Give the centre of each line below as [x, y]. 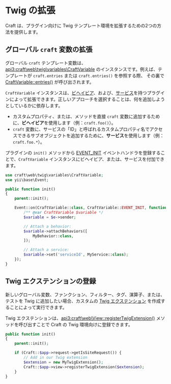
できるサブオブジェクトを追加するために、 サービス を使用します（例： [91, 135]
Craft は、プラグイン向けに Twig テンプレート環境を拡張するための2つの [81, 25]
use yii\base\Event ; [27, 180]
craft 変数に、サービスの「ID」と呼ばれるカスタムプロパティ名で [81, 129]
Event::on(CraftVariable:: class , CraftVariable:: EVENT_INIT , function [91, 208]
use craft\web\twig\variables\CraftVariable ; [54, 175]
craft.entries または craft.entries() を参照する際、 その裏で [98, 75]
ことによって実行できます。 [38, 307]
